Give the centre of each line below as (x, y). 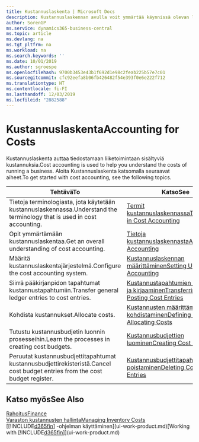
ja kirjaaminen (146, 290)
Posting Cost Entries (155, 297)
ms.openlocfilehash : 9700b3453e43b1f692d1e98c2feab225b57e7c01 (86, 72)
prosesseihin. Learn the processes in (60, 339)
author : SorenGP (26, 23)
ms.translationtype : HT (36, 84)
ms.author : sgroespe (32, 67)
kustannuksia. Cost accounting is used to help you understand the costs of (97, 164)
